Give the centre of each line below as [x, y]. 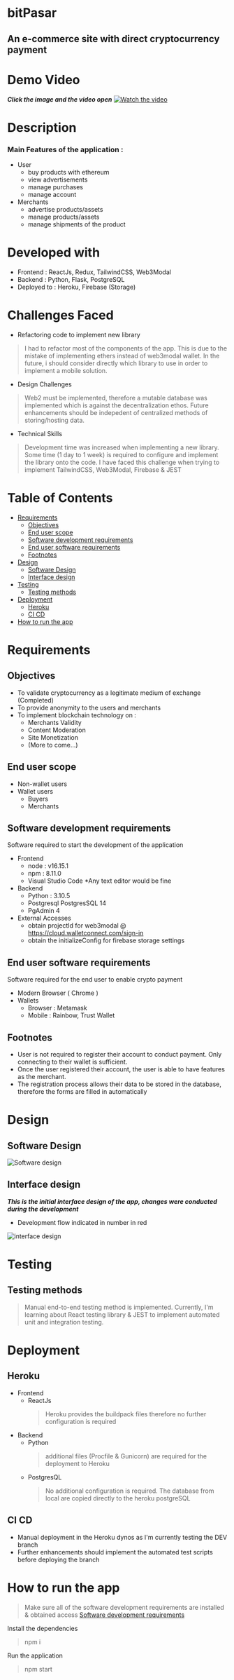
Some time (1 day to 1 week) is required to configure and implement [121, 454]
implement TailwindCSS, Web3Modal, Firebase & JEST [103, 469]
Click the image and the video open [60, 99]
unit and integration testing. [64, 1322]
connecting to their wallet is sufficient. [72, 1062]
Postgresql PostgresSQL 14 [67, 903]
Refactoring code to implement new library [79, 334]
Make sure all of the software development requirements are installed [124, 1607]
